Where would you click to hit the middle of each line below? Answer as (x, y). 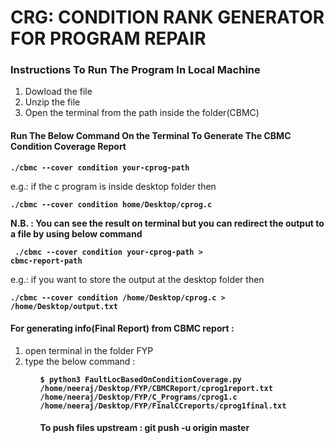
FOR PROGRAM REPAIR (108, 38)
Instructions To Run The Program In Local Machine (135, 70)
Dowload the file (58, 92)
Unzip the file (52, 102)
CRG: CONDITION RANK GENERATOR (167, 17)
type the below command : (80, 361)
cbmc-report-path (46, 261)
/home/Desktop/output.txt (64, 306)
